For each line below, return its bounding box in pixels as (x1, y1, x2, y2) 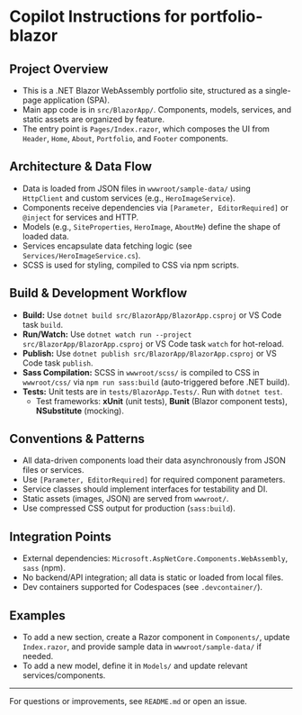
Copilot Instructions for (9, 6, 187, 27)
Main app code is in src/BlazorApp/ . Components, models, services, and (22, 104, 292, 114)
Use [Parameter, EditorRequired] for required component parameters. (22, 475, 286, 485)
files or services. (22, 465, 84, 475)
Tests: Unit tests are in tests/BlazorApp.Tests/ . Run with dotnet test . (22, 385, 283, 397)
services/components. (22, 670, 106, 681)
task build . (22, 319, 64, 330)
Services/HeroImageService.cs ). (22, 249, 141, 260)
